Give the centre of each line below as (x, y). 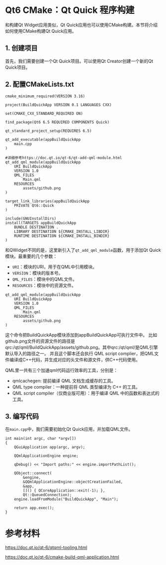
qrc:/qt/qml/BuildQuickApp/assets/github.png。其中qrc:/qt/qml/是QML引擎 (82, 347)
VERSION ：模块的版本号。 (37, 273)
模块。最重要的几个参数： (31, 256)
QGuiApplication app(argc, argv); (50, 447)
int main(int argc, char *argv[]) (41, 439)
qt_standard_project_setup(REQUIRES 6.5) (49, 131)
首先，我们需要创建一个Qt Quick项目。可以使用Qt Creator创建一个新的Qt (79, 61)
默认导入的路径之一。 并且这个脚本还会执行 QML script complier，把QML (80, 353)
